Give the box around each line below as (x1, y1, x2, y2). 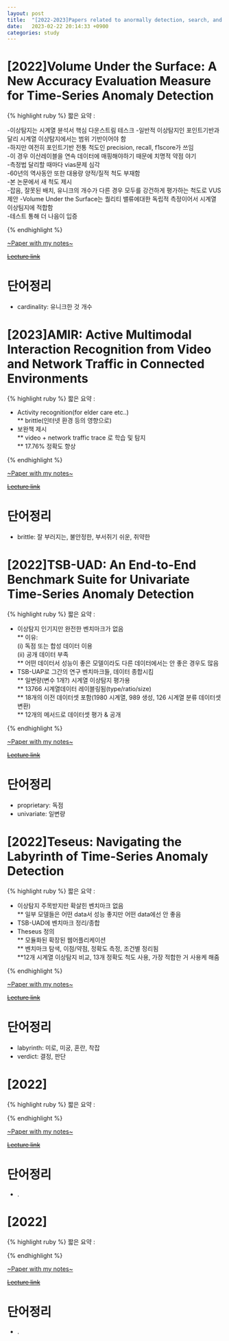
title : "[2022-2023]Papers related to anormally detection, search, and (7, 16, 223, 23)
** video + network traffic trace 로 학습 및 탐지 (16, 433, 146, 442)
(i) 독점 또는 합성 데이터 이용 (16, 642, 93, 650)
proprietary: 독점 (16, 801, 64, 809)
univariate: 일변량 (16, 809, 66, 818)
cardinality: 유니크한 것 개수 (16, 303, 93, 311)
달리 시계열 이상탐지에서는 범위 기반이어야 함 (7, 135, 127, 143)
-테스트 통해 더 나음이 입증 (7, 212, 77, 221)
